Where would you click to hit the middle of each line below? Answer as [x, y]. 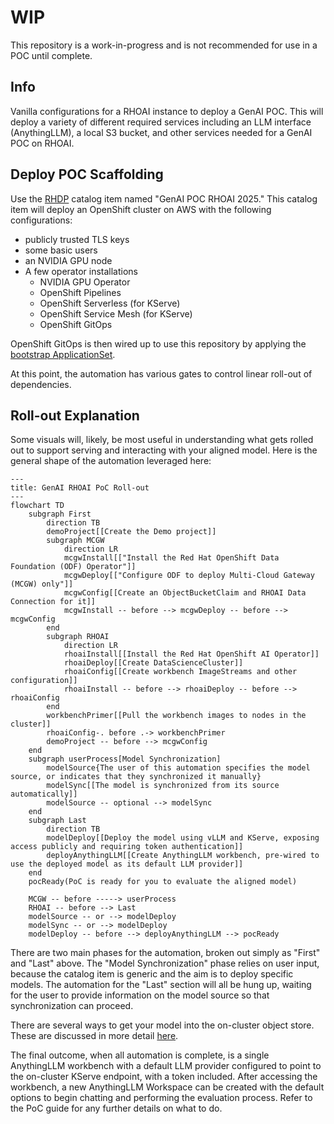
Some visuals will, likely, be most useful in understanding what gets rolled [162, 440]
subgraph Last [57, 821]
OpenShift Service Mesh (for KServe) [116, 313]
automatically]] [44, 794]
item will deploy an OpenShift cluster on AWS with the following [141, 209]
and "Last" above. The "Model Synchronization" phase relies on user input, [165, 963]
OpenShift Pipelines [80, 292]
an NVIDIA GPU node [68, 260]
